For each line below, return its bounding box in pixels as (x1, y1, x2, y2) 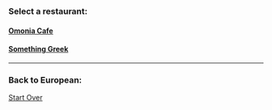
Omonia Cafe (8, 26, 54, 36)
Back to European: (8, 74, 83, 86)
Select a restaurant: (8, 6, 87, 17)
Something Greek (8, 44, 69, 54)
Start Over (8, 93, 43, 103)
